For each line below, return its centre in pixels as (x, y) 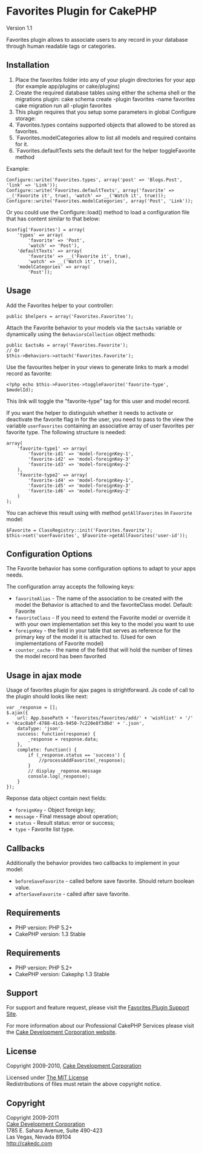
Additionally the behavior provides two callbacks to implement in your (93, 863)
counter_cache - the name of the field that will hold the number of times (104, 650)
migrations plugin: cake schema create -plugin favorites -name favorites (105, 99)
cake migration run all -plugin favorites (63, 105)
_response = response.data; (63, 739)
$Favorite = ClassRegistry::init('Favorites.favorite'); (80, 530)
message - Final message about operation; (67, 816)
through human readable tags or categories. (61, 46)
